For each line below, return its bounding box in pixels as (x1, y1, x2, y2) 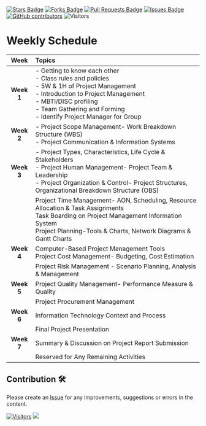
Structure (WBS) (35, 130, 83, 138)
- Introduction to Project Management (35, 89, 145, 98)
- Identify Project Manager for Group (35, 112, 142, 121)
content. (6, 400, 28, 408)
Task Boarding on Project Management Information (35, 211, 182, 220)
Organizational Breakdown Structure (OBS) (35, 186, 159, 195)
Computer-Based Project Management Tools (35, 244, 166, 253)
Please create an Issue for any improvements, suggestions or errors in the (6, 393, 193, 401)
